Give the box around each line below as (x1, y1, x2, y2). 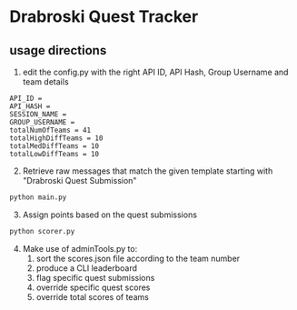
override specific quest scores (35, 282, 151, 293)
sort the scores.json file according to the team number (35, 253, 241, 264)
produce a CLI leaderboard (35, 262, 138, 274)
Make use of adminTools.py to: (22, 243, 138, 254)
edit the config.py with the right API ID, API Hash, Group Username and (22, 66, 289, 77)
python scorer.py (9, 226, 75, 235)
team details (22, 76, 70, 87)
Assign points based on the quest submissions (22, 209, 198, 220)
